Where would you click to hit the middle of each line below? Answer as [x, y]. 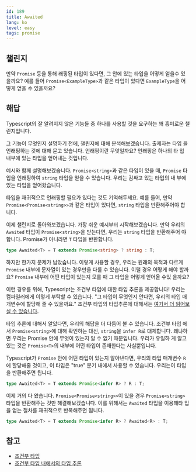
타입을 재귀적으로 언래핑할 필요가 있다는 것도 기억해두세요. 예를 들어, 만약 [89, 197]
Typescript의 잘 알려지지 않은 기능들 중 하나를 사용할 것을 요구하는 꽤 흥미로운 [95, 123]
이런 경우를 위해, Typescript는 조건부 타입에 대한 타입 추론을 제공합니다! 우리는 [96, 289]
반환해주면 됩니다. [32, 373]
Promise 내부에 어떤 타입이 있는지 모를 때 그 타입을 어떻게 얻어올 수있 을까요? [102, 277]
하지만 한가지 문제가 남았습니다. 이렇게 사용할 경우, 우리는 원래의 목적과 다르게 [95, 262]
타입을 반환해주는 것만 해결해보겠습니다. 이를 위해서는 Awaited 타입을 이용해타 [94, 403]
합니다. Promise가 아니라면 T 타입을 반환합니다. [60, 239]
